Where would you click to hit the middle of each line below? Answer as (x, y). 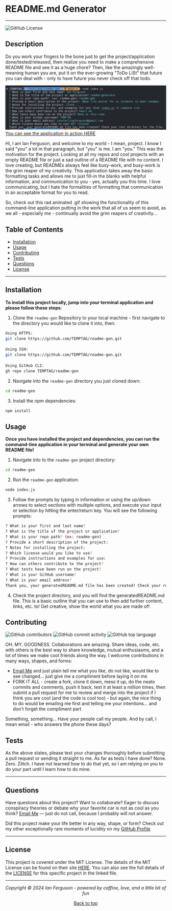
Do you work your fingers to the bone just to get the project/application (80, 56)
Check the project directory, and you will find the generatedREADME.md (89, 595)
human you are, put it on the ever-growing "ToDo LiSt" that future (93, 73)
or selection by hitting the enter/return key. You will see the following (85, 510)
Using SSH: (17, 349)
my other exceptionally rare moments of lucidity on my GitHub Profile (78, 829)
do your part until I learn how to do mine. (48, 769)
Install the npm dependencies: (44, 401)
